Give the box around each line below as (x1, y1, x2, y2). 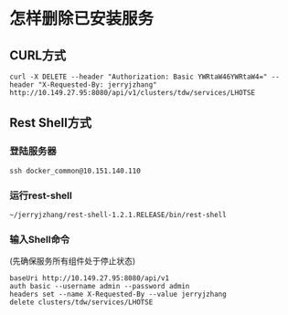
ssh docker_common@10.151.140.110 (9, 166, 142, 175)
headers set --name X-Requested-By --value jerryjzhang (9, 289, 227, 299)
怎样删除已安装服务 (9, 8, 155, 29)
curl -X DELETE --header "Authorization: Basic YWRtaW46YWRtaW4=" (9, 72, 268, 81)
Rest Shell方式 (9, 115, 92, 131)
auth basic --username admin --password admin (9, 282, 190, 291)
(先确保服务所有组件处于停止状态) (9, 256, 136, 267)
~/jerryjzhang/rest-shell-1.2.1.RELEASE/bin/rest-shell (9, 210, 227, 219)
